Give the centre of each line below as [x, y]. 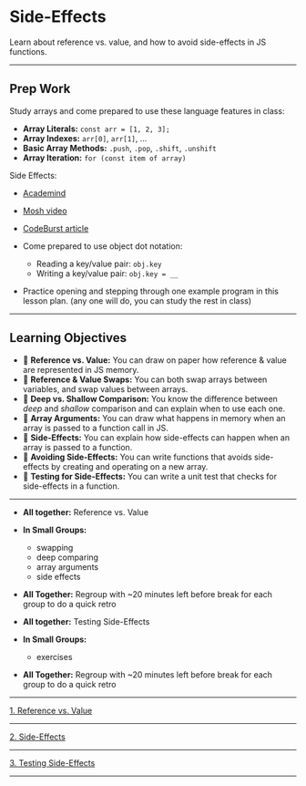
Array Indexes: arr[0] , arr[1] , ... [85, 138]
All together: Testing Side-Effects [86, 621]
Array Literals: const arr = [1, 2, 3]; [96, 129]
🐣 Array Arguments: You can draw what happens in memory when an [154, 418]
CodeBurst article [56, 228]
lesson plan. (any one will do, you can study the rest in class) [137, 300]
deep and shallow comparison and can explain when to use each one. [153, 409]
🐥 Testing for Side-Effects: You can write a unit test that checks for [150, 476]
